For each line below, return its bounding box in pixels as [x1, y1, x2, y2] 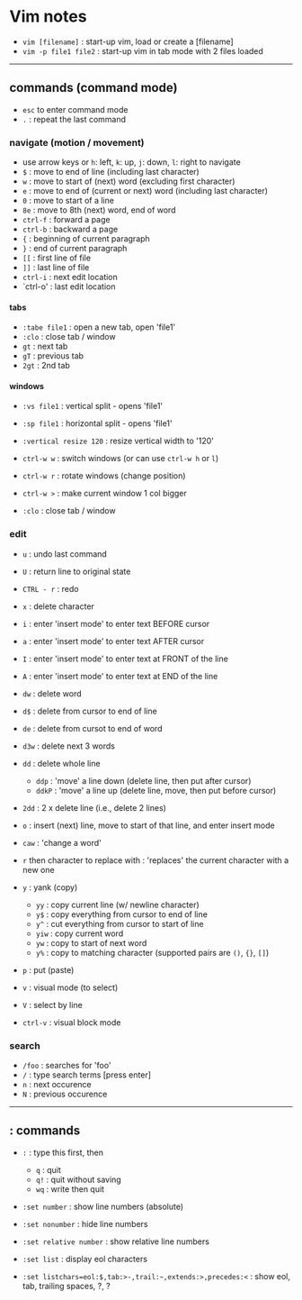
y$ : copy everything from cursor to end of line [35, 908, 209, 920]
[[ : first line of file [22, 252, 92, 263]
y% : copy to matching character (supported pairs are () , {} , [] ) [35, 947, 270, 958]
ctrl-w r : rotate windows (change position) [22, 470, 186, 481]
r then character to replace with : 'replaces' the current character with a [22, 854, 289, 866]
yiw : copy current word [35, 928, 124, 939]
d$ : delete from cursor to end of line [22, 705, 157, 716]
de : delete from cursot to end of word [22, 723, 163, 733]
